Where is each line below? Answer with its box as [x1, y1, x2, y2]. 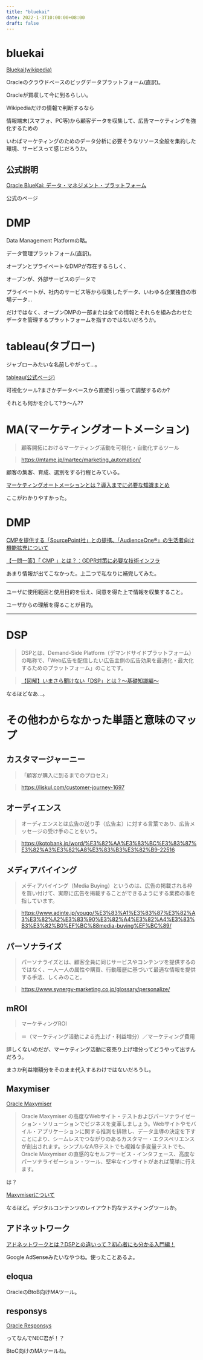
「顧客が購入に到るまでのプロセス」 [21, 772, 112, 779]
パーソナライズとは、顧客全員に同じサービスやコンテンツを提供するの [21, 958, 196, 966]
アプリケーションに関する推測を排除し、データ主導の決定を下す [37, 1127, 196, 1134]
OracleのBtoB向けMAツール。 [6, 1288, 80, 1295]
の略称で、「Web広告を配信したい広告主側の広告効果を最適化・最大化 [21, 657, 195, 664]
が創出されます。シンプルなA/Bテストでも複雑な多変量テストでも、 [21, 1142, 188, 1150]
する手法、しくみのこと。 [21, 974, 86, 981]
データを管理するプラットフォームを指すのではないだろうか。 [6, 316, 159, 324]
